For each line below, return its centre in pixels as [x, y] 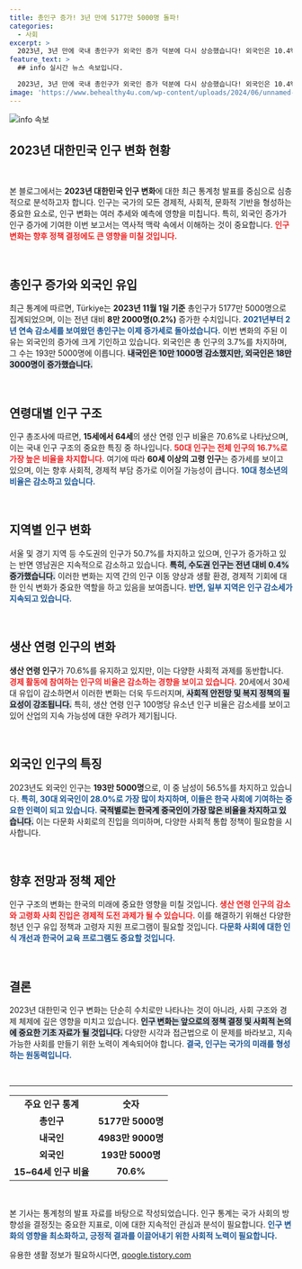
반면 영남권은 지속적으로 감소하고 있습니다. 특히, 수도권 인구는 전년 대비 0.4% [154, 565]
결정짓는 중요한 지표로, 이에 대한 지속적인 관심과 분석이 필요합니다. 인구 [158, 1225]
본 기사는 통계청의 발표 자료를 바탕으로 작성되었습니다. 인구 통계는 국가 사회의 [145, 1213]
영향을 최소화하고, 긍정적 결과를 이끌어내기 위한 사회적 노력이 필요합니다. [151, 1236]
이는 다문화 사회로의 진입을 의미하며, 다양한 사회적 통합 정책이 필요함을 [159, 821]
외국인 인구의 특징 [56, 764]
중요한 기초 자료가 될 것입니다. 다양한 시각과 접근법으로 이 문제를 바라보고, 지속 [155, 1033]
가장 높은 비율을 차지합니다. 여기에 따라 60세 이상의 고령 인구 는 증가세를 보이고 [147, 459]
